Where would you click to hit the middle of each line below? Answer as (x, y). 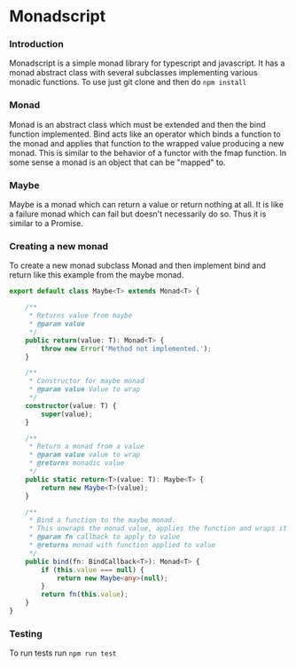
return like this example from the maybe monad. (97, 275)
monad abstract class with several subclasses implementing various (133, 73)
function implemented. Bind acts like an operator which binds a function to (145, 134)
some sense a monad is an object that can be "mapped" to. (117, 162)
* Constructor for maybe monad (86, 381)
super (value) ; (67, 414)
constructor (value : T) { (71, 405)
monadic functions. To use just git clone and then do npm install (128, 82)
